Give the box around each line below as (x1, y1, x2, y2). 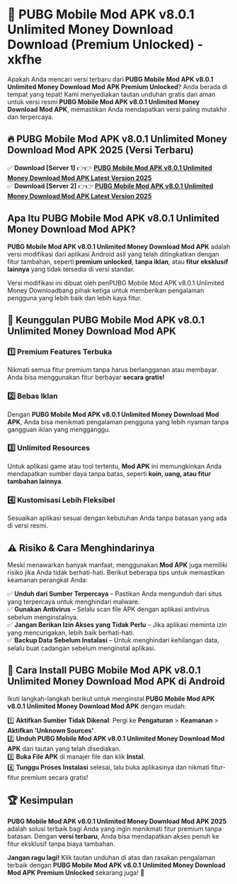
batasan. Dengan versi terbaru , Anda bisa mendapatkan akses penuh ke (7, 832, 219, 840)
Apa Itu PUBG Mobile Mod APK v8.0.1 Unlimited (7, 212, 220, 225)
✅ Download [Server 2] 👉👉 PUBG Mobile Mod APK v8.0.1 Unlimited (7, 181, 214, 190)
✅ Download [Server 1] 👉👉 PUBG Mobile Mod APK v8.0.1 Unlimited (7, 163, 212, 172)
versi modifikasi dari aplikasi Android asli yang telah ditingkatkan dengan (7, 249, 219, 258)
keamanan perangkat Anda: (7, 575, 88, 584)
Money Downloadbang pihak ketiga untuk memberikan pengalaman (7, 286, 204, 295)
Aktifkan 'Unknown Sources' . (7, 726, 96, 735)
